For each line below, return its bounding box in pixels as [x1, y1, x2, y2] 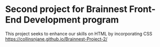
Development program [23, 14, 119, 25]
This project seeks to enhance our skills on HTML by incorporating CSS [5, 30, 152, 36]
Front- [129, 3, 156, 15]
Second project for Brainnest [5, 3, 127, 15]
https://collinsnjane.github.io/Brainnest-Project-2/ [5, 36, 107, 42]
